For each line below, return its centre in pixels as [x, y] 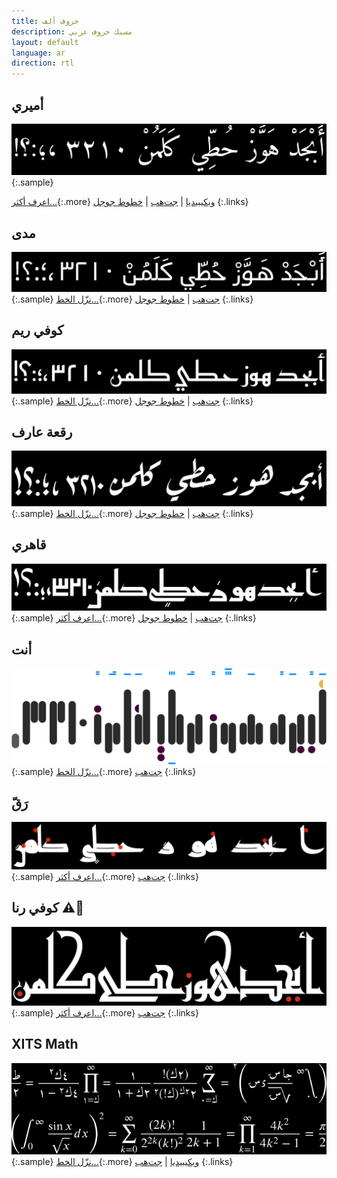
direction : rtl [43, 63]
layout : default [45, 42]
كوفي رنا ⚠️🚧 [48, 908]
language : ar [38, 53]
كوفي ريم [37, 330]
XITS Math [45, 1044]
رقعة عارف [42, 432]
